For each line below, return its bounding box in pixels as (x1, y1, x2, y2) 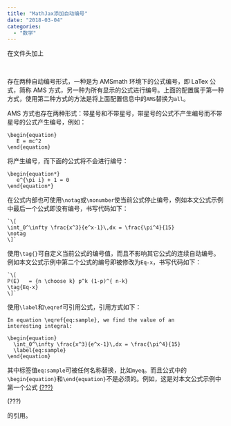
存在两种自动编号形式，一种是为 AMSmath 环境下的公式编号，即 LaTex (7, 77, 209, 86)
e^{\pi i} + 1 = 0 (16, 177, 70, 184)
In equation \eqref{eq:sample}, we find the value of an (7, 317, 175, 324)
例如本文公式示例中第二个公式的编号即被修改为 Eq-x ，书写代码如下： (7, 258, 202, 266)
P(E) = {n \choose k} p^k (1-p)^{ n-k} (7, 278, 129, 285)
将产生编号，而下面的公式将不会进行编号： (7, 157, 129, 165)
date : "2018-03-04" (7, 17, 64, 24)
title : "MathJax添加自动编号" (7, 10, 88, 17)
